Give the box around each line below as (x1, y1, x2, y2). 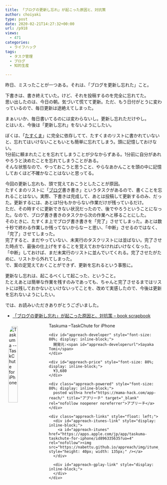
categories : (5, 40, 30, 45)
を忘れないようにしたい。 (5, 291, 58, 298)
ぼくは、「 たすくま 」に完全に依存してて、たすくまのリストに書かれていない (5, 133, 160, 139)
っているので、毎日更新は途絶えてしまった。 (5, 105, 96, 111)
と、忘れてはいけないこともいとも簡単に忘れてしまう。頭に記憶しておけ (5, 139, 153, 145)
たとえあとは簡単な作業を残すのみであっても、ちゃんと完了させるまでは (5, 279, 154, 285)
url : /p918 (5, 26, 28, 31)
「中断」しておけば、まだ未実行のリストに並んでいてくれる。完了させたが (5, 250, 158, 256)
